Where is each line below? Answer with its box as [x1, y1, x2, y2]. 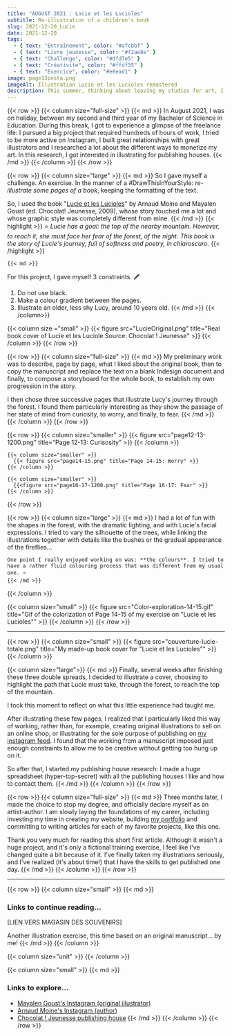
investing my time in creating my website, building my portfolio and [7, 815, 198, 823]
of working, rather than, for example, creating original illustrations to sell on [7, 722, 221, 730]
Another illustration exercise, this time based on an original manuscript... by [7, 931, 222, 940]
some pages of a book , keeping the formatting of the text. [33, 186, 198, 195]
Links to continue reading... [7, 902, 101, 912]
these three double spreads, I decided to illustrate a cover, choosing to [7, 673, 209, 681]
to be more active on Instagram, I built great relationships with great [7, 136, 200, 144]
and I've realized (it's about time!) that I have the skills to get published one [7, 858, 221, 866]
